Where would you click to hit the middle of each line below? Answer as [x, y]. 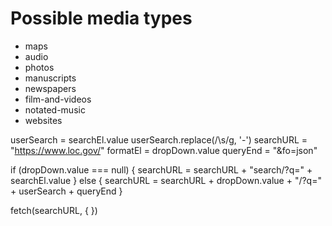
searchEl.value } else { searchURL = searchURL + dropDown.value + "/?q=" [166, 180]
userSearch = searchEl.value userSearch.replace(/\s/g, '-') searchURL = [159, 139]
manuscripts [50, 78]
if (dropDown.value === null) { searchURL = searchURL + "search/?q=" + [161, 169]
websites [43, 120]
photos [39, 67]
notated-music [55, 109]
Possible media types [101, 18]
